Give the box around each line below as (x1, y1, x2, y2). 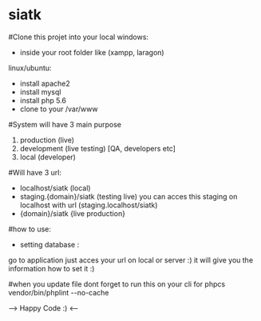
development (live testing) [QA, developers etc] (19, 143, 176, 153)
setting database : (19, 239, 80, 249)
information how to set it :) (8, 263, 95, 273)
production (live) (19, 134, 74, 145)
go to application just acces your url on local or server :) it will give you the (8, 255, 254, 265)
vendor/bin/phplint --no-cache (8, 287, 109, 297)
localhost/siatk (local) (19, 183, 91, 193)
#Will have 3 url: (8, 167, 62, 177)
